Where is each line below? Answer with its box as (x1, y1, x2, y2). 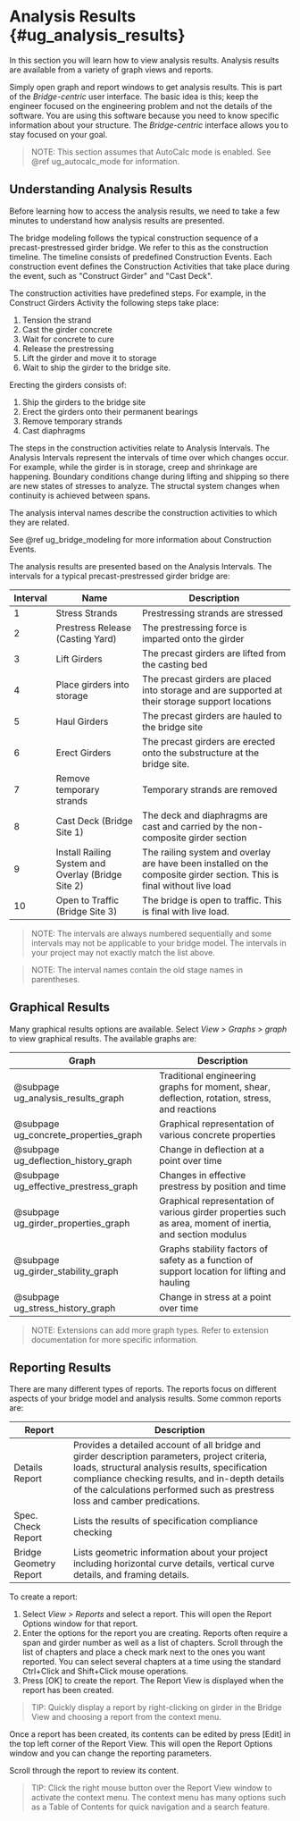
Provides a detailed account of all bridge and (72, 1439, 262, 1452)
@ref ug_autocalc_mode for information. (30, 156, 180, 166)
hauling (159, 1276, 190, 1288)
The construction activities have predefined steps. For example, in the (9, 288, 266, 299)
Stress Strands (55, 606, 118, 619)
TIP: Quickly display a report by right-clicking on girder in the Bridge (30, 1702, 283, 1713)
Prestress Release (55, 621, 132, 634)
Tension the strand (21, 315, 92, 325)
